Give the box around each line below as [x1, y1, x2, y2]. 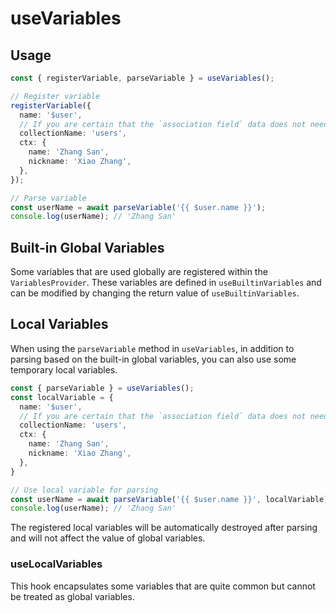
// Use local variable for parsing [10, 485, 159, 495]
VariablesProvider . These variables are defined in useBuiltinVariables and [10, 277, 322, 289]
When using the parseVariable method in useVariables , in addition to [10, 342, 295, 354]
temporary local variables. [10, 363, 118, 376]
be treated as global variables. [10, 590, 135, 602]
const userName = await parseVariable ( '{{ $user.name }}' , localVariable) [10, 494, 329, 504]
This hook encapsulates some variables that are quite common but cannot [10, 580, 316, 592]
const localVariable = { [10, 392, 114, 402]
